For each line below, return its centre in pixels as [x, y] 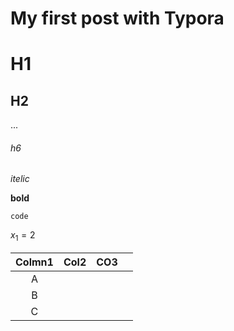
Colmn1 [34, 262]
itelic [20, 179]
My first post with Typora [117, 18]
